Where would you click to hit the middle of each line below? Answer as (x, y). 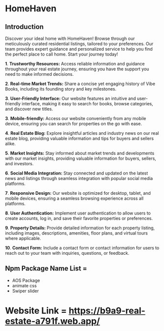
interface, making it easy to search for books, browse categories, (87, 104)
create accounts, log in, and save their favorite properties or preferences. (79, 218)
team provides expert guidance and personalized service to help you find (79, 49)
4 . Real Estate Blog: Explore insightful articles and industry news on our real (82, 133)
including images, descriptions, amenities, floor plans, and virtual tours (76, 233)
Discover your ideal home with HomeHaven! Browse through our (70, 38)
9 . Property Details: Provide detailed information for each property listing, (80, 228)
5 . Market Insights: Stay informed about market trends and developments (80, 153)
